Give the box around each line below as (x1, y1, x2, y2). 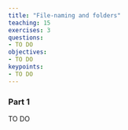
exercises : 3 (8, 26, 51, 34)
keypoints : (8, 63, 44, 71)
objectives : (8, 48, 47, 56)
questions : (8, 33, 44, 42)
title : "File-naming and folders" (8, 11, 122, 20)
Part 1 (8, 96, 30, 107)
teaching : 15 (8, 19, 51, 27)
